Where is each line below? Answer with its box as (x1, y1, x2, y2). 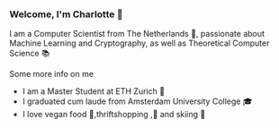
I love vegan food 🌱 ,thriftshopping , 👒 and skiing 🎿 (22, 109, 206, 120)
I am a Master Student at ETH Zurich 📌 (22, 86, 165, 97)
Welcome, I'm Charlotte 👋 (9, 8, 123, 21)
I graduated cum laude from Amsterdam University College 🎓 (22, 96, 253, 107)
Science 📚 (9, 48, 50, 59)
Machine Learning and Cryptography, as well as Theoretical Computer (9, 38, 270, 48)
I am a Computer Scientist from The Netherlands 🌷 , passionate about (9, 29, 265, 39)
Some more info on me (9, 69, 94, 80)
